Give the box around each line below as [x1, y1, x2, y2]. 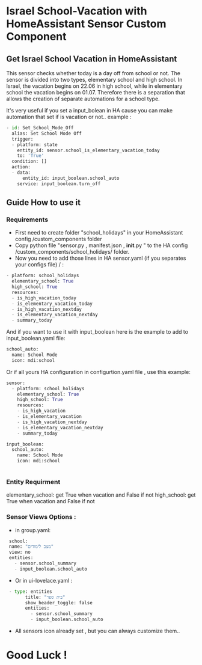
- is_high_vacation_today [11, 295, 77, 301]
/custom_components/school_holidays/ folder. [14, 248, 130, 256]
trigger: [11, 136, 34, 142]
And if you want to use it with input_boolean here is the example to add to [6, 328, 188, 336]
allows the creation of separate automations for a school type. [6, 95, 161, 102]
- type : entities [8, 588, 52, 595]
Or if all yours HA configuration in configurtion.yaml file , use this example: [6, 368, 191, 375]
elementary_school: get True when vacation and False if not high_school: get [6, 491, 196, 498]
